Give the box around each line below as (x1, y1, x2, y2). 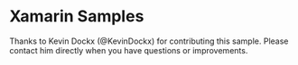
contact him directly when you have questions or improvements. (9, 45, 248, 55)
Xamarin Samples (9, 6, 144, 27)
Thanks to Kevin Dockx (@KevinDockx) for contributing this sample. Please (9, 36, 289, 46)
